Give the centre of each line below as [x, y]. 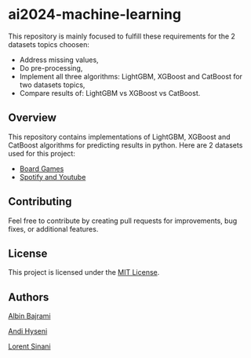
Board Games [42, 168]
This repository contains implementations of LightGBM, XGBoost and [119, 137]
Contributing [40, 202]
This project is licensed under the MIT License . [84, 272]
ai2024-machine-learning [95, 15]
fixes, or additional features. [53, 228]
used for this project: [42, 153]
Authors [29, 297]
